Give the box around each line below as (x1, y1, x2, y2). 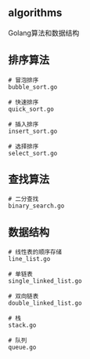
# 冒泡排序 (8, 76, 39, 84)
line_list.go (8, 255, 51, 263)
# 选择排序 (8, 142, 39, 150)
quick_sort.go (8, 105, 55, 113)
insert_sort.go (8, 127, 58, 135)
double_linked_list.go (8, 299, 82, 307)
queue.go (8, 343, 37, 352)
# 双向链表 (8, 292, 39, 301)
